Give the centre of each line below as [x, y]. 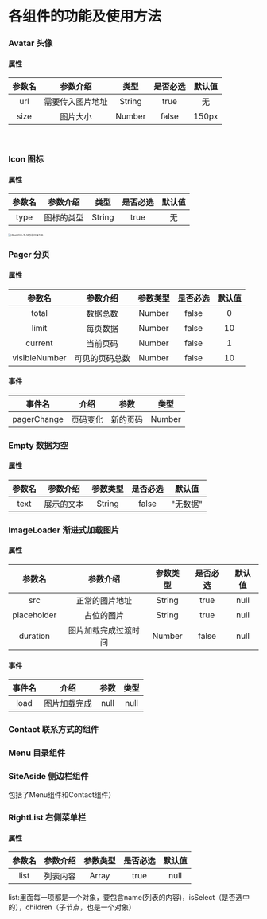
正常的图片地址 [104, 601]
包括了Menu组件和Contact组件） [62, 795]
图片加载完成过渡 [100, 631]
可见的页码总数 [102, 358]
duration [34, 636]
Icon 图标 [26, 159]
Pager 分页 [29, 255]
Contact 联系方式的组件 [54, 730]
